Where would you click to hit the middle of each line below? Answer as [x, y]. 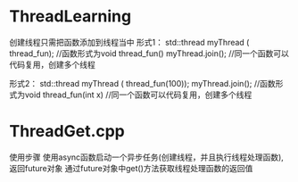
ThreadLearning [70, 17]
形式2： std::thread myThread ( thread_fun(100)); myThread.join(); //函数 [143, 83]
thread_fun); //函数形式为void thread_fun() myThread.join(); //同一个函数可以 [149, 53]
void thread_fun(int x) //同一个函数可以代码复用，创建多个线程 [138, 95]
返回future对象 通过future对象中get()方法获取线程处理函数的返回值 [131, 168]
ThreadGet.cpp [67, 132]
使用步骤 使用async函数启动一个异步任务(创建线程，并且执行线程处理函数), [146, 157]
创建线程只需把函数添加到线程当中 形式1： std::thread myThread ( [129, 42]
